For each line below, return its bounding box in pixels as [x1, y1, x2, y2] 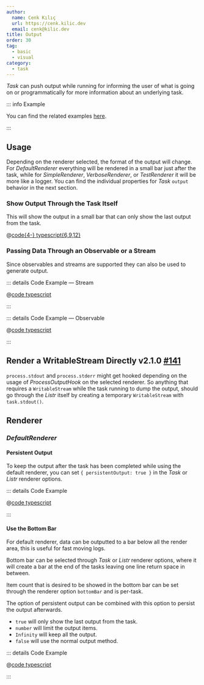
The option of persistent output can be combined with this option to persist [6, 600, 195, 607]
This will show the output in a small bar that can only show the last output [6, 213, 191, 220]
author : [6, 9, 26, 15]
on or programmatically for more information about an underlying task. [6, 89, 184, 96]
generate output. [6, 267, 49, 274]
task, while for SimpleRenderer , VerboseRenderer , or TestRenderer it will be [6, 171, 197, 179]
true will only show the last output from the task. [15, 618, 138, 625]
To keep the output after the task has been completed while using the [6, 462, 181, 470]
